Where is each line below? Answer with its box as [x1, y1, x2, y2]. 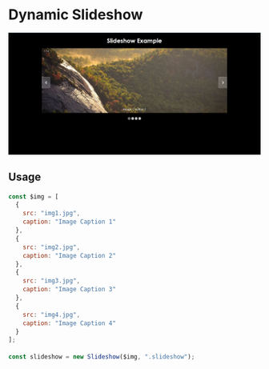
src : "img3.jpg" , [22, 277, 81, 285]
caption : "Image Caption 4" [22, 319, 116, 327]
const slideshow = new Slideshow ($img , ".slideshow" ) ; [8, 353, 195, 361]
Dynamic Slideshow [8, 6, 143, 24]
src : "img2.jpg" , [22, 243, 81, 251]
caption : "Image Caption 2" [22, 251, 116, 259]
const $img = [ [8, 192, 59, 201]
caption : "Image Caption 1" [22, 218, 116, 226]
